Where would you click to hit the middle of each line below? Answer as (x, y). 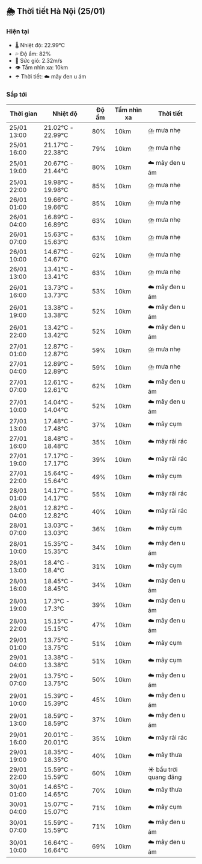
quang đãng (165, 777)
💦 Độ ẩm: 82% (33, 54)
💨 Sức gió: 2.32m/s (38, 60)
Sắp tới (17, 94)
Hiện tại (18, 31)
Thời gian (24, 114)
